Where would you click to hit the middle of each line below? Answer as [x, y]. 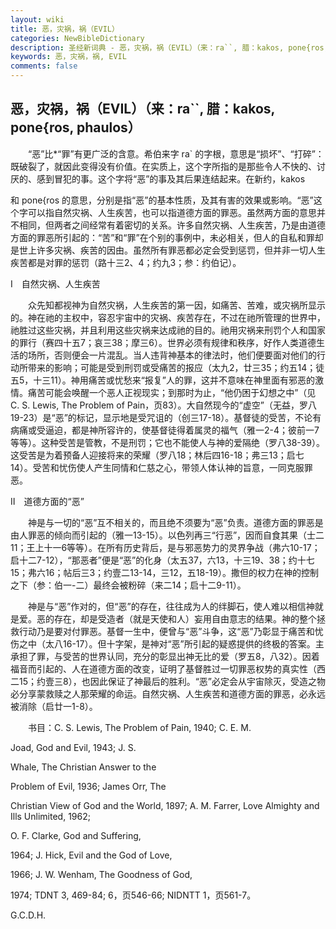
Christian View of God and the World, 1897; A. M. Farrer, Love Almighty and [165, 805]
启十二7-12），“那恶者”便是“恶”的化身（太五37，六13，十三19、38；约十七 [162, 560]
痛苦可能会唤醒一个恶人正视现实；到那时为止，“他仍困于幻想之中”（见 [172, 392]
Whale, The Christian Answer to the [83, 767]
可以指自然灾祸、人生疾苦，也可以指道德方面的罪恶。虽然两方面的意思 [172, 212]
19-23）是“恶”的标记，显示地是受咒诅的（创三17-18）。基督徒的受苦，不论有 [166, 417]
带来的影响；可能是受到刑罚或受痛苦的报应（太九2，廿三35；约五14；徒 [176, 367]
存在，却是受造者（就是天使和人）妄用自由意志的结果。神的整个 [185, 618]
